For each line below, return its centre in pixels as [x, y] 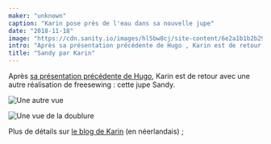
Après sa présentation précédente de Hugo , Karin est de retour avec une [129, 76]
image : [19, 38]
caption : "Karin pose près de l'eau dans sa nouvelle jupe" [112, 23]
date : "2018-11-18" [41, 31]
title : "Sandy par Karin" [52, 53]
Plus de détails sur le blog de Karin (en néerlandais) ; [96, 131]
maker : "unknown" [38, 16]
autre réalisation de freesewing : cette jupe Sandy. [92, 84]
